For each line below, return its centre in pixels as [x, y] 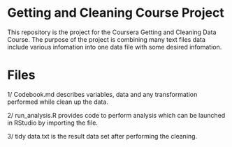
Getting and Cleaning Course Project [116, 13]
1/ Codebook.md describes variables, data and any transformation [102, 94]
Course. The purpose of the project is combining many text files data [107, 39]
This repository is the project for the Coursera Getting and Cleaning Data [112, 32]
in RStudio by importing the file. [52, 123]
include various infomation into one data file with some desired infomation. [115, 47]
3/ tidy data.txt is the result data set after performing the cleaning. [102, 136]
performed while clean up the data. [58, 102]
